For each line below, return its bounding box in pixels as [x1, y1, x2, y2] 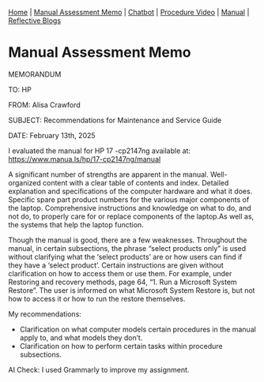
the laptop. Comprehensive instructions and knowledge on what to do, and [8, 203, 251, 212]
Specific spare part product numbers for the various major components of [8, 194, 250, 204]
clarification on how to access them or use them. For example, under [8, 268, 232, 278]
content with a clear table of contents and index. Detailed [42, 178, 229, 187]
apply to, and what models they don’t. [19, 332, 143, 343]
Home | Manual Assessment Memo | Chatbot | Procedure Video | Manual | [8, 8, 250, 17]
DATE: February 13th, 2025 [8, 130, 96, 140]
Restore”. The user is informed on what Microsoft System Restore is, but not [8, 285, 255, 295]
